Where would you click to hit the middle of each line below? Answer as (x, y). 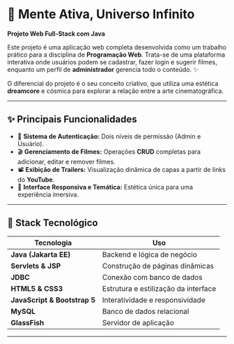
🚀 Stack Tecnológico (53, 223)
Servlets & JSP (36, 266)
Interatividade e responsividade (154, 300)
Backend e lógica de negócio (149, 255)
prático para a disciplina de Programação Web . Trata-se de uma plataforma (116, 55)
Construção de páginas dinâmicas (158, 266)
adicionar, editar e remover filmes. (67, 162)
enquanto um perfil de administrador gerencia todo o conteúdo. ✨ (103, 69)
